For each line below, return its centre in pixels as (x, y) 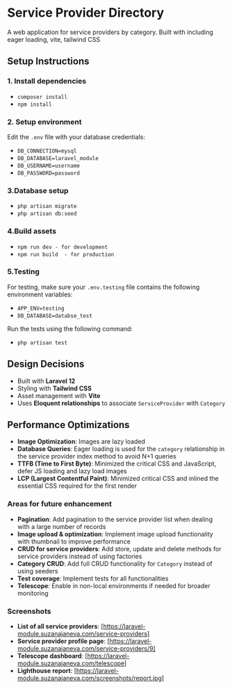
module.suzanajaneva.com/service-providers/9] (86, 649)
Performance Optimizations (68, 425)
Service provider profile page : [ (63, 641)
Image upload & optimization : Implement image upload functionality (115, 534)
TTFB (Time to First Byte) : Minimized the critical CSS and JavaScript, (117, 464)
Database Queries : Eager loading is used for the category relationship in (121, 449)
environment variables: (40, 294)
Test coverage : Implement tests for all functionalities (93, 578)
